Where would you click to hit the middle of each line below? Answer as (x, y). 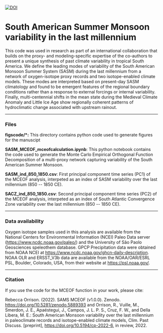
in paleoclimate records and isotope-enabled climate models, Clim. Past (77, 320)
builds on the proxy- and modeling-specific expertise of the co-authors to (79, 56)
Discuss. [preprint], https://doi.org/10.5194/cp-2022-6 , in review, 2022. (76, 325)
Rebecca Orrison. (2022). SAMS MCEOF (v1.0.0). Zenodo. (63, 300)
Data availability (24, 221)
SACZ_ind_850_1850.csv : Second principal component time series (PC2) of (81, 194)
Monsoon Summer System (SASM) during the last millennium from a (73, 71)
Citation (15, 280)
